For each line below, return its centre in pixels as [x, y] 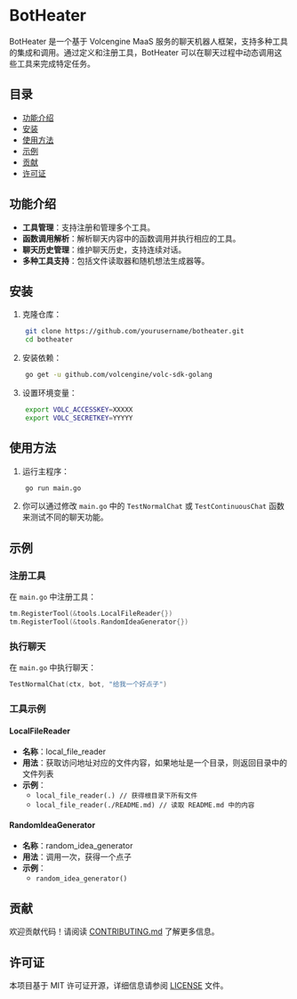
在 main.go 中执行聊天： [52, 667]
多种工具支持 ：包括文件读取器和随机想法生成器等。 [116, 260]
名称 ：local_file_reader [64, 752]
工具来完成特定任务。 [56, 63]
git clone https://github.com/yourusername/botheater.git [135, 332]
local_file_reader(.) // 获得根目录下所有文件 [116, 796]
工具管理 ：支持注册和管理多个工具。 [88, 227]
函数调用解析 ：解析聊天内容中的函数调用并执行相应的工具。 [131, 238]
